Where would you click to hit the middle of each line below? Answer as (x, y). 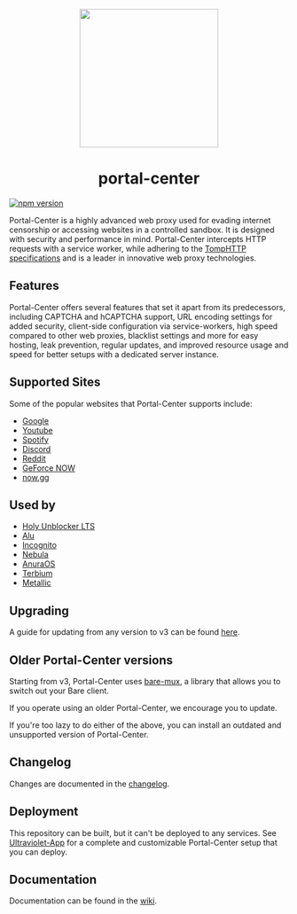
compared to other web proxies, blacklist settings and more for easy (134, 335)
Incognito (39, 545)
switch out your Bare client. (59, 691)
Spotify (35, 440)
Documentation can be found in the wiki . (83, 901)
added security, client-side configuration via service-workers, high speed (144, 326)
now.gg (35, 477)
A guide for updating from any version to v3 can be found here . (125, 632)
